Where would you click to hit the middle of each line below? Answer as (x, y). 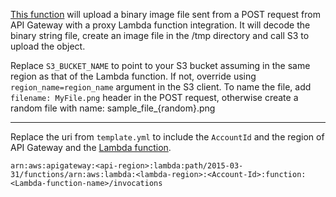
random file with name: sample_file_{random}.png (113, 108)
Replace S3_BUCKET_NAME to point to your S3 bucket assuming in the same (160, 65)
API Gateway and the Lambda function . (91, 147)
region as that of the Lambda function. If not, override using (133, 76)
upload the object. (48, 46)
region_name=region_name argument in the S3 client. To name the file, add (161, 87)
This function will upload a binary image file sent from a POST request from (165, 14)
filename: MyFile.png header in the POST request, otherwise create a (154, 97)
